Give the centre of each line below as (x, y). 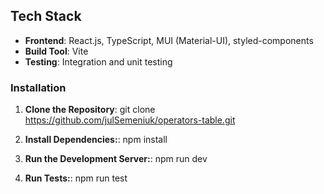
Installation (38, 87)
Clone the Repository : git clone (90, 110)
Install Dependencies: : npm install (96, 140)
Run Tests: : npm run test (76, 178)
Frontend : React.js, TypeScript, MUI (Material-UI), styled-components (169, 40)
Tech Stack (46, 16)
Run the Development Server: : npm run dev (116, 159)
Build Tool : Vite (56, 51)
